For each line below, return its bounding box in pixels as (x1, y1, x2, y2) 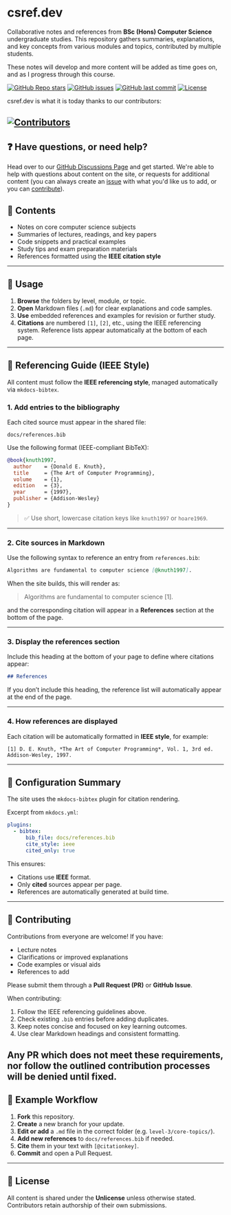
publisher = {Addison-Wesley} (13, 495, 100, 502)
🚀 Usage (7, 279, 43, 290)
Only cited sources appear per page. (16, 880, 122, 888)
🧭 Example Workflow (7, 1094, 98, 1106)
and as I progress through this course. (7, 70, 115, 78)
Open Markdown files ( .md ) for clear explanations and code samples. (16, 304, 212, 312)
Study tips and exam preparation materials (16, 244, 137, 252)
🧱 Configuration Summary (7, 776, 122, 788)
